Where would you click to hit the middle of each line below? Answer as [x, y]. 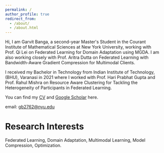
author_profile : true [27, 14]
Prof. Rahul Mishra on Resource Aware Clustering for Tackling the [71, 83]
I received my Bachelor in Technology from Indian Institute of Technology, [80, 72]
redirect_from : [21, 19]
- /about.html [24, 28]
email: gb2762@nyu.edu [30, 107]
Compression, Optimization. [33, 146]
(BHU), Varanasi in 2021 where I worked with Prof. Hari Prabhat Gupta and [80, 77]
